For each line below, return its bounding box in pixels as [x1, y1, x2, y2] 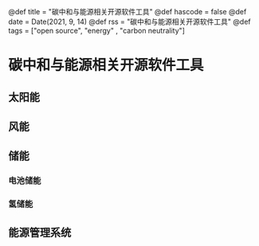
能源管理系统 [8, 225, 72, 239]
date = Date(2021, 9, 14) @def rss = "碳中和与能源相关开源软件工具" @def [8, 17, 251, 26]
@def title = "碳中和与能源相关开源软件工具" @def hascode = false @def [8, 7, 247, 16]
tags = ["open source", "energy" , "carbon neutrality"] [8, 26, 186, 35]
